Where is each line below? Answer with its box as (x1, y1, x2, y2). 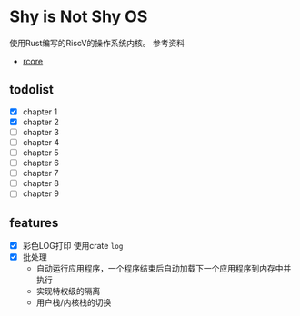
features (9, 215, 59, 231)
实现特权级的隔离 (35, 286, 101, 297)
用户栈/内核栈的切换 (35, 297, 112, 308)
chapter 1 (22, 106, 57, 117)
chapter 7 (22, 168, 59, 179)
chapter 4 (22, 136, 60, 147)
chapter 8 (22, 178, 59, 189)
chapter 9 (22, 188, 59, 199)
